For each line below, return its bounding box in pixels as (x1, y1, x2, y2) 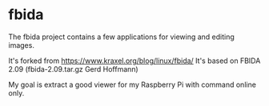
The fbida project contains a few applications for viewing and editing (8, 32, 235, 41)
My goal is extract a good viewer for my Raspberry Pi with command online (8, 80, 256, 89)
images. (8, 40, 34, 49)
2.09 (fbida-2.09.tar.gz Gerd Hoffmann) (8, 64, 139, 73)
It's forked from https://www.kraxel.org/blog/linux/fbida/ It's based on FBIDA (8, 56, 261, 65)
